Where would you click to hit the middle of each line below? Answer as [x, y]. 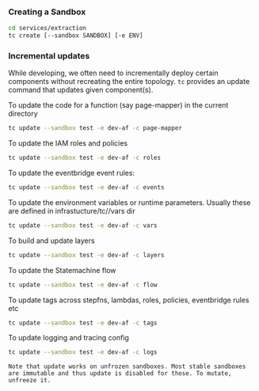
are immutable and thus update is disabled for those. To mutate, [120, 374]
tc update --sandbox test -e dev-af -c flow [83, 285]
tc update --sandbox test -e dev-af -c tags [83, 323]
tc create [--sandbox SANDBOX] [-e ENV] [76, 36]
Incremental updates [49, 55]
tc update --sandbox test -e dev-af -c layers [86, 255]
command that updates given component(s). [81, 90]
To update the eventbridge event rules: [72, 173]
